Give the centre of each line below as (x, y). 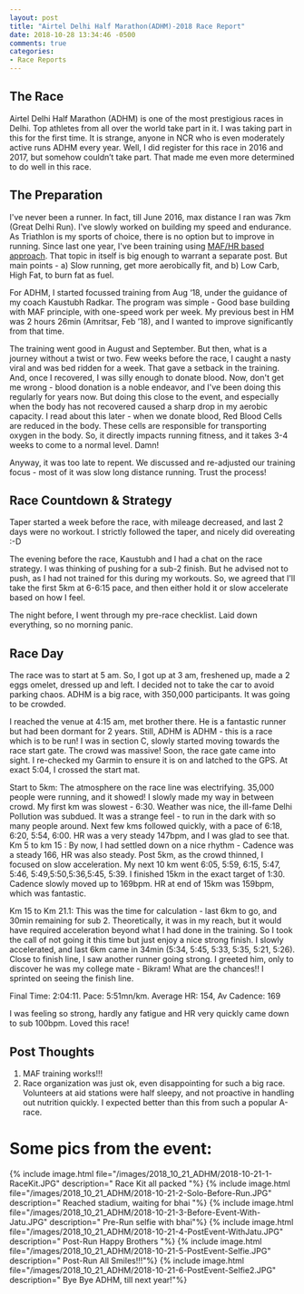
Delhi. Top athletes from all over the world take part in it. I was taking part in (151, 128)
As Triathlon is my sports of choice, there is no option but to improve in (142, 236)
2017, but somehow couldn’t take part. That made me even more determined (152, 157)
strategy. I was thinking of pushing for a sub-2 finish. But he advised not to (149, 569)
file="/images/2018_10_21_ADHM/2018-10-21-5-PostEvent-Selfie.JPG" (140, 1251)
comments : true (38, 43)
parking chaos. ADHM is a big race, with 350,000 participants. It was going (150, 695)
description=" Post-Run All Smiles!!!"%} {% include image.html (127, 1260)
